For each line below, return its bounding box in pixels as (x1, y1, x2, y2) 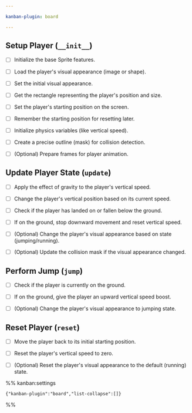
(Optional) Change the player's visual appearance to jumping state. (14, 305, 177, 312)
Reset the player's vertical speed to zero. (14, 350, 114, 357)
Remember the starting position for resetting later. (14, 115, 135, 122)
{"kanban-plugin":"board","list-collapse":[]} (5, 391, 122, 397)
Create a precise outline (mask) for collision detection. (14, 139, 146, 146)
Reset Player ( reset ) (5, 323, 80, 333)
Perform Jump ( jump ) (5, 266, 83, 276)
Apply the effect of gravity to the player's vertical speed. (14, 183, 151, 190)
